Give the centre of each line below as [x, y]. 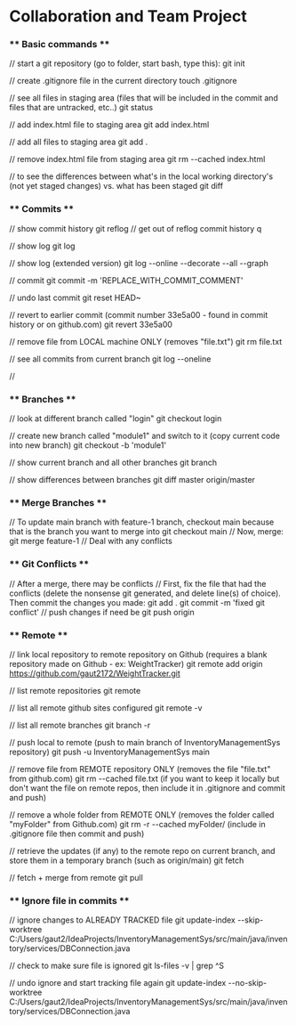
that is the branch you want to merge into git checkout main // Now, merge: [147, 532]
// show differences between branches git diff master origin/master [132, 480]
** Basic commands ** [60, 45]
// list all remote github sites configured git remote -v [106, 708]
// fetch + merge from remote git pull [76, 877]
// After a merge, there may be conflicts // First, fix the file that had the [138, 583]
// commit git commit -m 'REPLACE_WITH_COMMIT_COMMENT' [126, 280]
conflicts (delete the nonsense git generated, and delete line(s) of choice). [145, 593]
